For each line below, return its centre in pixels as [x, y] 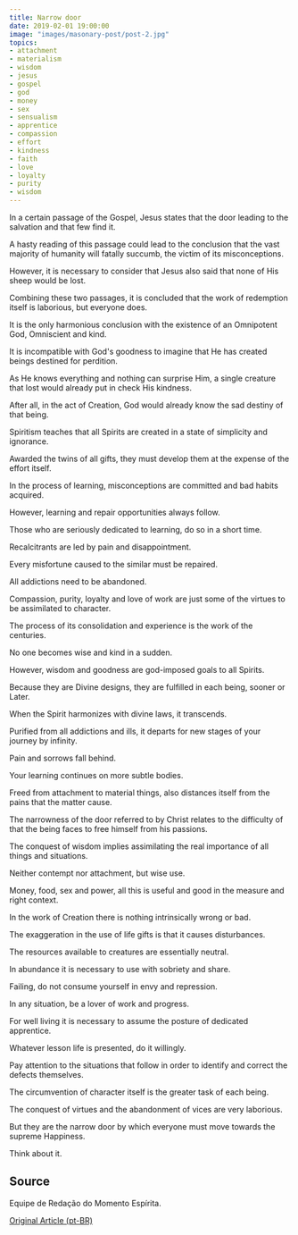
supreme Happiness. [47, 1136]
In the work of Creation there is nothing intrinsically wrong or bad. [130, 917]
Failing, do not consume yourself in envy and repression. [114, 987]
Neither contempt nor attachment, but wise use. [97, 873]
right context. [34, 900]
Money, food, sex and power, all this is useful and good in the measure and [147, 891]
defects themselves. [46, 1075]
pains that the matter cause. [61, 802]
